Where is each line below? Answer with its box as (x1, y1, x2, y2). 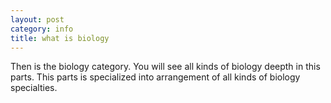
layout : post (10, 14, 65, 25)
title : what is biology (10, 33, 110, 43)
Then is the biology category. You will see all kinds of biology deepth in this (10, 61, 321, 73)
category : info (10, 24, 74, 34)
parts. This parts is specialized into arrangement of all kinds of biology (10, 71, 301, 83)
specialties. (10, 82, 58, 94)
